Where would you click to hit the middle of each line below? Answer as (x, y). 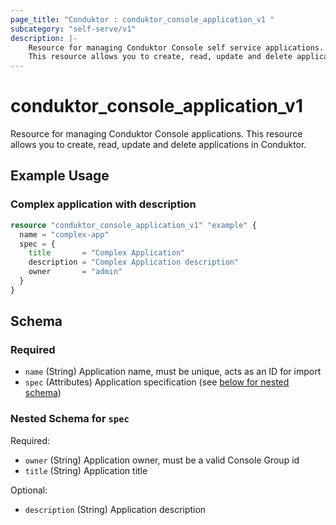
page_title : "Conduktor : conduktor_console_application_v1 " (142, 19)
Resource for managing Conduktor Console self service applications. (176, 47)
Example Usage (60, 176)
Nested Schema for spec (70, 419)
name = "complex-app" (64, 234)
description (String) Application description (115, 509)
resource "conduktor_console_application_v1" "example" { (133, 225)
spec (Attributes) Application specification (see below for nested (157, 382)
